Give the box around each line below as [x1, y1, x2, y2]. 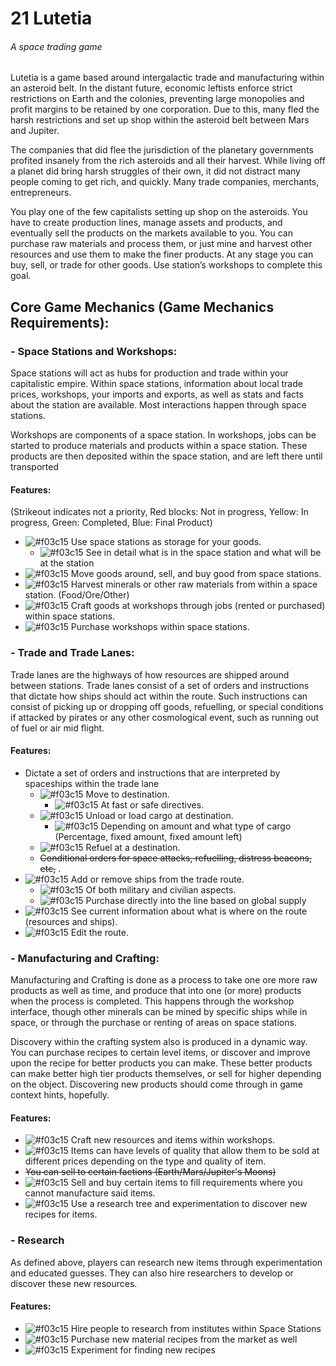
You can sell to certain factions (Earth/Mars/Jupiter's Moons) [24, 1166, 277, 1178]
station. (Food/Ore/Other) [24, 589, 130, 601]
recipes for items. [24, 1208, 98, 1221]
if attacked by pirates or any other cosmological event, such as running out [10, 711, 320, 723]
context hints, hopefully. [10, 1089, 110, 1101]
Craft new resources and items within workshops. [70, 1134, 276, 1146]
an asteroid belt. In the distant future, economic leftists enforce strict [10, 82, 293, 94]
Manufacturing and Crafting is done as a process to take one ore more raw [10, 974, 318, 986]
